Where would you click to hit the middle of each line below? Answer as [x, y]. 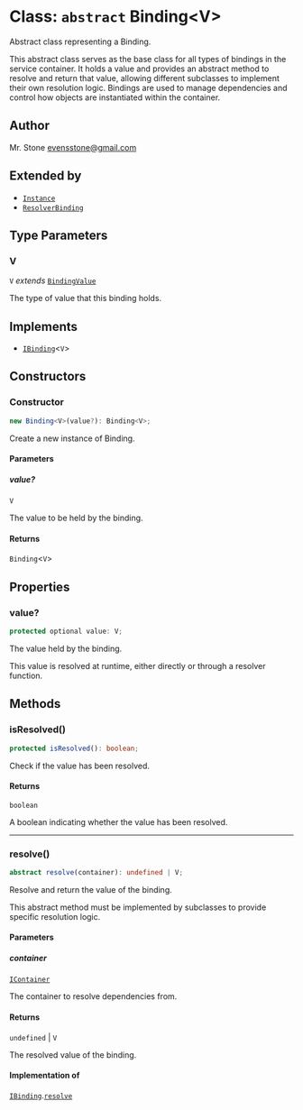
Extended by [46, 176]
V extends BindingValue [53, 280]
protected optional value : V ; [66, 632]
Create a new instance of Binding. [72, 438]
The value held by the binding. [66, 648]
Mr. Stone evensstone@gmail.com [73, 147]
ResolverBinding [53, 208]
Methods [35, 704]
